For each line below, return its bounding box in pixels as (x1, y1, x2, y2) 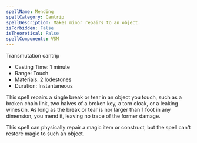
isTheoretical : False (6, 31, 59, 36)
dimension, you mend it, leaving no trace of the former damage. (6, 112, 161, 119)
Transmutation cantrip (6, 52, 60, 59)
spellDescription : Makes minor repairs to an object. (6, 19, 141, 25)
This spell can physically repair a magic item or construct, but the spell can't (6, 124, 191, 131)
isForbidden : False (6, 25, 54, 31)
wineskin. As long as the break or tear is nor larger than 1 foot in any (6, 107, 171, 113)
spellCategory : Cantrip (6, 14, 65, 20)
